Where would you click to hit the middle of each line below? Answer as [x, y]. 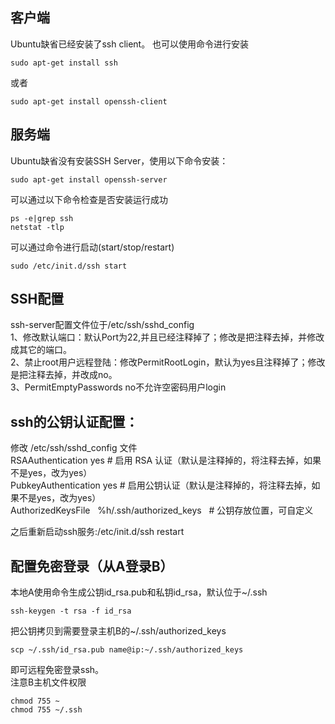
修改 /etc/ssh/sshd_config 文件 [74, 448]
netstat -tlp [37, 227]
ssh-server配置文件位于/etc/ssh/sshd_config [102, 325]
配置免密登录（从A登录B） [92, 566]
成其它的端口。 [41, 350]
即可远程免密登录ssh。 [57, 670]
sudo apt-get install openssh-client [89, 101]
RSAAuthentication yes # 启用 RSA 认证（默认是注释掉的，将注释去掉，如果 [166, 460]
